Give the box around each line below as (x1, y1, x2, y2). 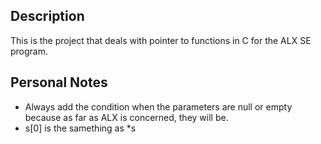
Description (10, 8, 85, 25)
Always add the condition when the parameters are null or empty (24, 100, 293, 113)
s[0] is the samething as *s (24, 122, 137, 134)
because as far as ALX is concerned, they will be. (24, 111, 229, 123)
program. (10, 45, 49, 57)
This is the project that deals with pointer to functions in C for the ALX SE (10, 34, 312, 46)
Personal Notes (10, 74, 108, 91)
